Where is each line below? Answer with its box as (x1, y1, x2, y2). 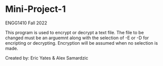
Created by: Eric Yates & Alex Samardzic (5, 55, 88, 61)
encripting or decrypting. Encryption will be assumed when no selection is (5, 40, 158, 46)
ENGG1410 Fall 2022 (5, 20, 47, 26)
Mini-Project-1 (5, 3, 66, 15)
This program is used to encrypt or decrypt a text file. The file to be (5, 29, 144, 35)
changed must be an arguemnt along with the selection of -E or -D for (5, 35, 149, 41)
